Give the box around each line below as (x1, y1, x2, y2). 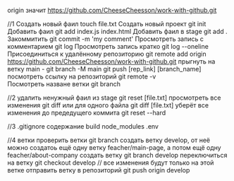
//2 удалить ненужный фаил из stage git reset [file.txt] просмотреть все (7, 93, 221, 102)
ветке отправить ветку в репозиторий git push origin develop (7, 166, 190, 174)
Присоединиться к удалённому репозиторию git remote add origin (7, 49, 207, 58)
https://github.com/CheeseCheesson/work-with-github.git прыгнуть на (7, 57, 216, 66)
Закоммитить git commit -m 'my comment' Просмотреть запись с (7, 35, 204, 43)
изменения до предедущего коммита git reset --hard (7, 109, 166, 117)
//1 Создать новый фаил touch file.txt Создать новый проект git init (7, 20, 207, 28)
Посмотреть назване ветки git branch (7, 80, 121, 88)
